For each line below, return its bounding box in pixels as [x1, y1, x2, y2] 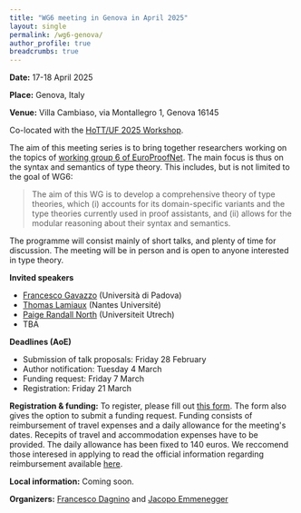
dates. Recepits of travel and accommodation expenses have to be [9, 429, 258, 440]
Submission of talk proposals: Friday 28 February [22, 354, 207, 365]
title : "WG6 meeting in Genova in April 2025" [9, 13, 189, 23]
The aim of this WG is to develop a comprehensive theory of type [31, 189, 277, 200]
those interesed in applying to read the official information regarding [9, 449, 265, 459]
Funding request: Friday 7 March [22, 373, 145, 384]
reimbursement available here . [9, 459, 123, 469]
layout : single [9, 22, 67, 31]
